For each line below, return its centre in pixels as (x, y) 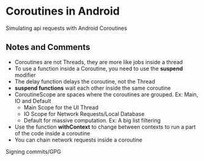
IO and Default (33, 101)
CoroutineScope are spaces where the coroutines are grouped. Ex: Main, (106, 94)
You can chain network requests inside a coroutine (78, 140)
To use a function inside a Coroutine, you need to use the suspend (99, 68)
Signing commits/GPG (34, 151)
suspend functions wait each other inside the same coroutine (93, 88)
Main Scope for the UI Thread (61, 107)
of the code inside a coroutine (52, 133)
